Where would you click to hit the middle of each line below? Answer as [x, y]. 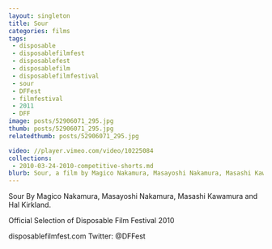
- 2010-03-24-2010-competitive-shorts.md [83, 166]
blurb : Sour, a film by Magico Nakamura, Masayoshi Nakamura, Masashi [130, 173]
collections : [30, 158]
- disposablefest [41, 61]
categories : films [39, 31]
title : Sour [28, 23]
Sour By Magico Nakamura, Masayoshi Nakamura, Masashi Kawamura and [133, 196]
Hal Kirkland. [30, 205]
